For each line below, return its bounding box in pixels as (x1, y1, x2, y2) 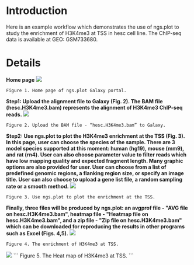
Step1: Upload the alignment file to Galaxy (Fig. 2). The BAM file (6, 97, 163, 104)
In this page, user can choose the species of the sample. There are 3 (6, 138, 175, 145)
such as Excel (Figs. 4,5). (6, 229, 68, 237)
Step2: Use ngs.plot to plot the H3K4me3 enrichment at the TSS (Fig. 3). (6, 132, 185, 140)
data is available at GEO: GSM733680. (6, 36, 98, 43)
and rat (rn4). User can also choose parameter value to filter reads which (6, 151, 187, 158)
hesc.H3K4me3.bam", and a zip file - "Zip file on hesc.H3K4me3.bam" (6, 217, 182, 224)
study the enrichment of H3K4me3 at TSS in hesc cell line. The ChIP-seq (6, 29, 182, 36)
